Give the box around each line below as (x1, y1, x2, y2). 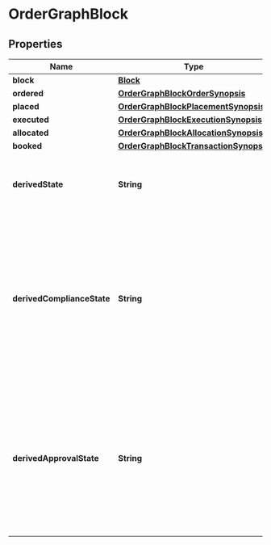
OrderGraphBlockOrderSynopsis (118, 88, 246, 99)
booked (12, 141, 43, 151)
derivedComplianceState (12, 293, 110, 304)
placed (12, 101, 40, 112)
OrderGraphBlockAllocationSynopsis (118, 127, 264, 138)
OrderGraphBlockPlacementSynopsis (118, 101, 265, 112)
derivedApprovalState (12, 453, 99, 463)
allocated (12, 127, 49, 138)
